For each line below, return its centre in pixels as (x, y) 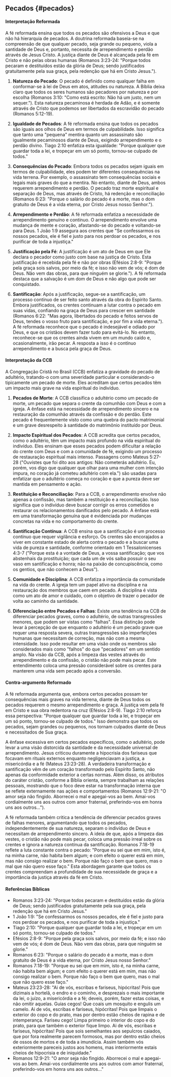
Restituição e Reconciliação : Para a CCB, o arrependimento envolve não (89, 494)
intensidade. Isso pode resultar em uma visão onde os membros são (84, 643)
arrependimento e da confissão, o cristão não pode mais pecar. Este (84, 660)
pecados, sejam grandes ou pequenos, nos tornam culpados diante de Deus (86, 727)
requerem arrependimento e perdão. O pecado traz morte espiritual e (86, 188)
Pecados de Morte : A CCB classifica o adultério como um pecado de (85, 398)
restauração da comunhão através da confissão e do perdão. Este (82, 414)
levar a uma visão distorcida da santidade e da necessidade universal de (82, 747)
